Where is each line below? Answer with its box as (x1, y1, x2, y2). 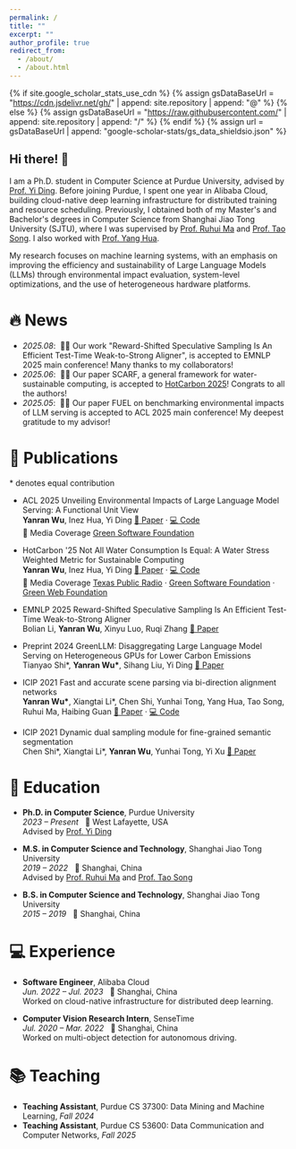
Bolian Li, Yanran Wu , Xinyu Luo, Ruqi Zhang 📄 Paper (21, 623, 219, 634)
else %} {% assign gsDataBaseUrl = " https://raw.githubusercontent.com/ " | (9, 107, 287, 117)
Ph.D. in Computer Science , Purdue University (21, 807, 195, 817)
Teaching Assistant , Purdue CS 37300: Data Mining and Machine (21, 1101, 266, 1112)
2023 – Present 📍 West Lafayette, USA (21, 816, 169, 827)
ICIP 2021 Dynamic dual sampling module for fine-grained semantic (21, 727, 272, 738)
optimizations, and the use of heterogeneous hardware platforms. (9, 279, 251, 289)
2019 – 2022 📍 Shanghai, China (21, 862, 143, 873)
